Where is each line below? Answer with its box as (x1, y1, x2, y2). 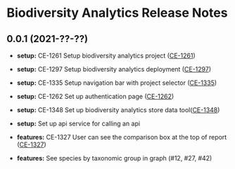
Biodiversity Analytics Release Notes (6, 5, 228, 21)
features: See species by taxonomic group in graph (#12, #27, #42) (16, 154, 212, 162)
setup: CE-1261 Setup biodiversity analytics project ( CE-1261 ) (16, 51, 196, 60)
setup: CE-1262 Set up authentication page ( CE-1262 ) (16, 93, 174, 100)
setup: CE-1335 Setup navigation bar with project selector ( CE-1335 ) (16, 79, 217, 87)
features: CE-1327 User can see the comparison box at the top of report (16, 133, 227, 141)
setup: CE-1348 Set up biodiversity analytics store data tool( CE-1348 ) (16, 106, 220, 114)
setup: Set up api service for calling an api (16, 119, 141, 128)
